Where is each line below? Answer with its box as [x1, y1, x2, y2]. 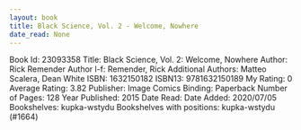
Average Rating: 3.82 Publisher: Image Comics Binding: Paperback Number [9, 82, 288, 94]
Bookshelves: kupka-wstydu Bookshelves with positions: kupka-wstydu [9, 102, 276, 113]
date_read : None [9, 30, 70, 39]
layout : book [9, 13, 58, 22]
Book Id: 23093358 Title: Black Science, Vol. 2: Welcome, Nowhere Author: [9, 55, 288, 65]
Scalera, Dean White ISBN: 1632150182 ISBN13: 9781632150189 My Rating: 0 [9, 74, 293, 84]
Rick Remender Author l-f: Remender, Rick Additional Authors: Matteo [9, 64, 267, 74]
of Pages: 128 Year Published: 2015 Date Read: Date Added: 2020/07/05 [9, 92, 277, 103]
